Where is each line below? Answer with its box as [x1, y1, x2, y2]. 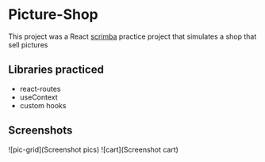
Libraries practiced [8, 63, 105, 77]
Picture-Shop [8, 6, 98, 24]
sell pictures [8, 40, 48, 49]
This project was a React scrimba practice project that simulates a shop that [8, 32, 257, 41]
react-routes [19, 84, 61, 93]
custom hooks [19, 100, 67, 110]
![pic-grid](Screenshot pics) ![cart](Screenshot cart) [8, 145, 179, 154]
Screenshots [8, 124, 73, 138]
